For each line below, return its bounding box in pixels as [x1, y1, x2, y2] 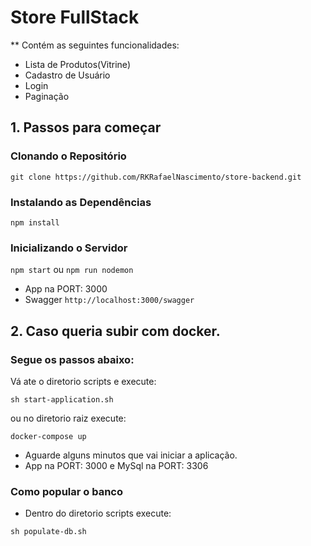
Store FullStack [10, 6, 140, 29]
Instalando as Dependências [10, 195, 152, 209]
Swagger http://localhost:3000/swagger [24, 294, 195, 306]
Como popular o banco [10, 484, 124, 498]
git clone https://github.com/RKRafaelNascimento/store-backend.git [10, 172, 302, 182]
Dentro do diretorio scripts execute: [24, 507, 172, 520]
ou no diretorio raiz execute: [10, 412, 127, 424]
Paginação [24, 90, 70, 102]
